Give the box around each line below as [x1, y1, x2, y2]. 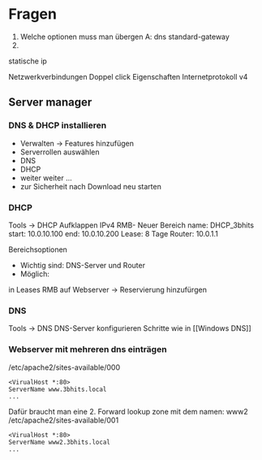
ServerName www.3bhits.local [8, 385, 107, 393]
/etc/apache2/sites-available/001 [8, 415, 119, 425]
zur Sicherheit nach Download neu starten [19, 181, 162, 191]
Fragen [8, 5, 57, 24]
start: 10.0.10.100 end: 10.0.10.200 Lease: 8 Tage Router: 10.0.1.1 [8, 228, 219, 238]
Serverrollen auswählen [19, 147, 100, 157]
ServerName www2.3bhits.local [8, 438, 111, 446]
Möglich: [19, 269, 50, 279]
